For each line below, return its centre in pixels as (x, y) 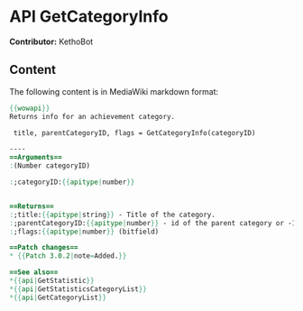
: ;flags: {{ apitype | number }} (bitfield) (84, 232)
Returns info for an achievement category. (92, 116)
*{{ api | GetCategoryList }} (58, 297)
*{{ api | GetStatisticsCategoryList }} (78, 289)
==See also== (34, 272)
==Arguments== (36, 158)
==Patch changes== (44, 248)
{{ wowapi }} (30, 108)
